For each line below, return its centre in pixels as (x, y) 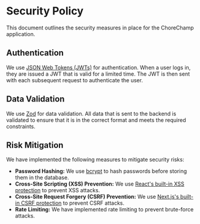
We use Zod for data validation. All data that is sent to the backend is (91, 114)
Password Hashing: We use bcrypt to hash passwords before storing (101, 171)
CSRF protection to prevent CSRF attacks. (73, 203)
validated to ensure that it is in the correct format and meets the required (96, 120)
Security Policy (45, 11)
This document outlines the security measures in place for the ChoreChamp (100, 28)
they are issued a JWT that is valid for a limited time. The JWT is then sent (98, 74)
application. (21, 34)
